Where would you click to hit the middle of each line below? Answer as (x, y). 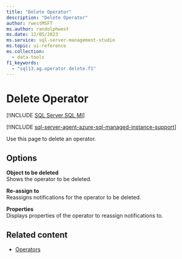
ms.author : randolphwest (38, 29)
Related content (37, 235)
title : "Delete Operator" (39, 12)
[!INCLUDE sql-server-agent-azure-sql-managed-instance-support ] (91, 127)
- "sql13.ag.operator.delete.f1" (54, 68)
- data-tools (28, 57)
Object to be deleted (32, 173)
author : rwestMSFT (29, 23)
